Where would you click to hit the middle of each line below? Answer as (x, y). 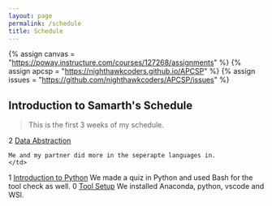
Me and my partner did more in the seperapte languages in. (112, 156)
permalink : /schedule (45, 24)
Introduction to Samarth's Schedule (101, 105)
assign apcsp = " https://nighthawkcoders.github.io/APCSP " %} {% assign (132, 71)
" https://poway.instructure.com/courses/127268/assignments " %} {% (125, 62)
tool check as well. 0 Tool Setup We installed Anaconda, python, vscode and (136, 187)
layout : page (30, 16)
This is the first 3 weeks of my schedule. (96, 125)
